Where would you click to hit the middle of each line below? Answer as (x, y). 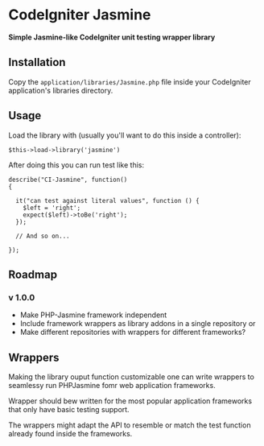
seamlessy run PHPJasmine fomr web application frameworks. (112, 386)
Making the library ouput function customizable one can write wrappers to (132, 377)
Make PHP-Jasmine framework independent (93, 315)
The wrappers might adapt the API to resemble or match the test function (130, 425)
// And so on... (43, 236)
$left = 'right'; (52, 208)
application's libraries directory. (61, 90)
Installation (37, 62)
